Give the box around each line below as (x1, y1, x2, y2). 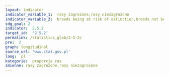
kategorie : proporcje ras (5, 58, 62, 63)
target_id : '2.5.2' (5, 30, 49, 35)
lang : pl (5, 53, 26, 59)
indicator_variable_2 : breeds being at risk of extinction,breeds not (5, 16, 158, 21)
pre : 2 (5, 40, 22, 45)
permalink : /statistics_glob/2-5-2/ (5, 35, 82, 40)
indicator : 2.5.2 (5, 26, 44, 31)
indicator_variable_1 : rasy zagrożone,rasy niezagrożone (5, 12, 129, 17)
